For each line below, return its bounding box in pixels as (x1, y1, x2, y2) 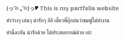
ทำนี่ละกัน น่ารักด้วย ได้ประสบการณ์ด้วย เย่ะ (6, 29, 92, 36)
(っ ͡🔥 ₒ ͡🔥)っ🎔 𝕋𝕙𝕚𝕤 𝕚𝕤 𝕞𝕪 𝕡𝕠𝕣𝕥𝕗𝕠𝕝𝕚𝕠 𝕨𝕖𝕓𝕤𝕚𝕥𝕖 (6, 5, 119, 11)
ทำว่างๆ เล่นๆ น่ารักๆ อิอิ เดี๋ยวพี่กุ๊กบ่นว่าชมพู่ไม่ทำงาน (6, 17, 110, 24)
